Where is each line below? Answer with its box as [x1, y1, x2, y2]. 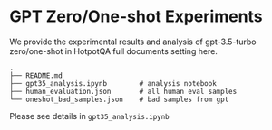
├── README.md [9, 70, 63, 80]
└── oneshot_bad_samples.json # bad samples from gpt [9, 95, 229, 104]
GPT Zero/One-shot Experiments [9, 6, 263, 27]
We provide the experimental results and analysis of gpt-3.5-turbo [9, 36, 257, 47]
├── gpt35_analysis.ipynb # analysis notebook [9, 79, 218, 88]
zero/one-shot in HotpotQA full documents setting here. [9, 45, 218, 56]
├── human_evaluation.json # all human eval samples [9, 87, 238, 96]
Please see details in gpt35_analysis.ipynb [9, 110, 170, 121]
